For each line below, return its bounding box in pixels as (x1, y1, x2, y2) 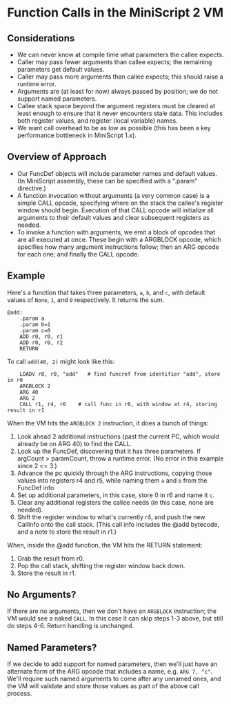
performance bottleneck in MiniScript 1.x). (17, 131, 137, 139)
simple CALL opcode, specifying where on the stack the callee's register (17, 199, 224, 207)
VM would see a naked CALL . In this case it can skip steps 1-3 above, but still (7, 614, 223, 623)
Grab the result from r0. (17, 554, 85, 563)
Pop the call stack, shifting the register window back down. (17, 561, 185, 570)
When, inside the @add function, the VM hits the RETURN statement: (7, 541, 203, 549)
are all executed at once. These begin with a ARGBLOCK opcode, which (17, 235, 222, 243)
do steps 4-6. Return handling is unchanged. (7, 622, 134, 630)
